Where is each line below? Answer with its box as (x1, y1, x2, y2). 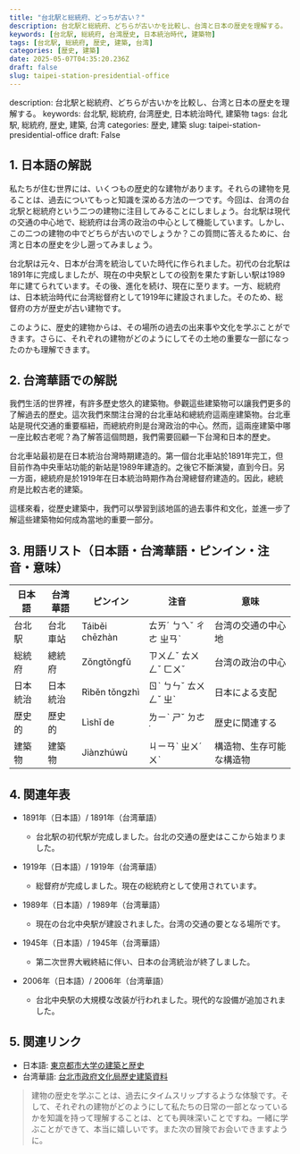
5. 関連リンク (9, 1034, 82, 1049)
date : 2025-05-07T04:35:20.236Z (9, 55, 129, 64)
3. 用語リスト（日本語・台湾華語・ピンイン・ (9, 543, 258, 558)
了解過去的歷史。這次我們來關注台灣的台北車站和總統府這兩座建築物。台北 (9, 409, 283, 420)
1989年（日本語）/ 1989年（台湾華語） (21, 900, 165, 910)
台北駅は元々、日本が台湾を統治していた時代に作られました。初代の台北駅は (9, 258, 291, 268)
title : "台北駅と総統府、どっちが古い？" (9, 13, 146, 22)
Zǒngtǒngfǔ (81, 656, 132, 668)
